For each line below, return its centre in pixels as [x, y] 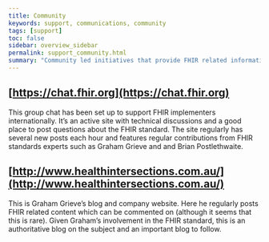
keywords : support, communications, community [87, 23]
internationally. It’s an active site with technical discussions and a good [125, 120]
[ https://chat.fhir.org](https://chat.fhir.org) [119, 93]
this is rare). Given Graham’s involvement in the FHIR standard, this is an [127, 220]
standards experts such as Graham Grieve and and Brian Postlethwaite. [126, 146]
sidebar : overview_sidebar [53, 46]
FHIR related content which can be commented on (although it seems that [130, 212]
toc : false [26, 38]
